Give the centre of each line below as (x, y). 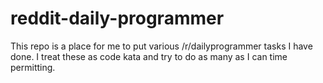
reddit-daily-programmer (117, 18)
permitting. (33, 67)
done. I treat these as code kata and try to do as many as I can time (149, 56)
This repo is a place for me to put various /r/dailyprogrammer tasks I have (161, 46)
